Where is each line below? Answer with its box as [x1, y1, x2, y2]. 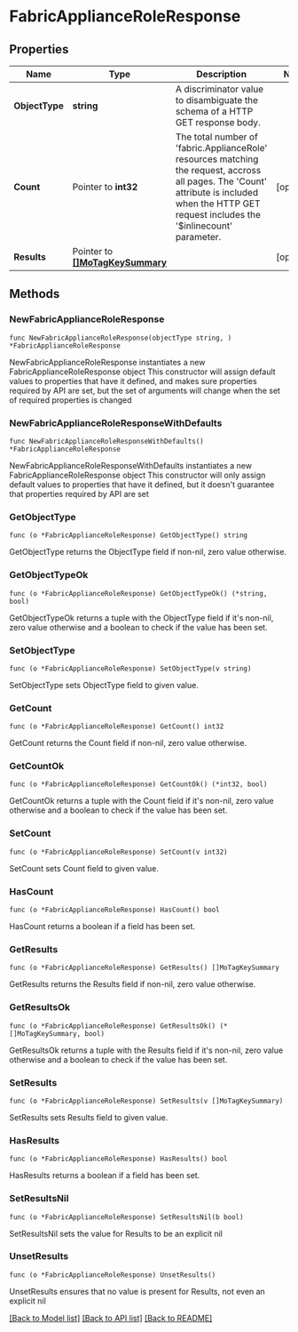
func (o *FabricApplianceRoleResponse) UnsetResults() [9, 1270, 216, 1280]
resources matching [175, 153, 259, 165]
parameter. [175, 231, 222, 243]
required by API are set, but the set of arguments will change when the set [9, 385, 281, 396]
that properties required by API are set [9, 488, 149, 499]
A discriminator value [175, 83, 264, 95]
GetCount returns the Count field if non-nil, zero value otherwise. [9, 738, 247, 749]
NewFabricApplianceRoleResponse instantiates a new [9, 357, 206, 367]
